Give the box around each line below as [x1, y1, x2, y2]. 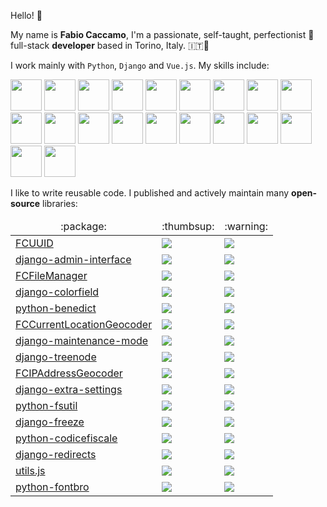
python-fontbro [15, 480, 90, 494]
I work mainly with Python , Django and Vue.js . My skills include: [10, 60, 270, 71]
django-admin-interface [15, 253, 132, 266]
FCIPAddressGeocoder [15, 366, 123, 380]
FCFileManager [15, 269, 88, 282]
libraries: [42, 198, 78, 209]
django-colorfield [15, 285, 100, 299]
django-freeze [15, 415, 85, 429]
